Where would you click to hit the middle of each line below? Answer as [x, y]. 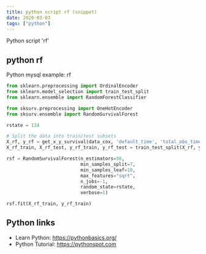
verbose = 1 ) [94, 193]
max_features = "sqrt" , [108, 176]
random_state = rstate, [108, 187]
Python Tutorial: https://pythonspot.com [66, 244]
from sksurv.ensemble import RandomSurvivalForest [72, 114]
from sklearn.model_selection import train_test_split [78, 92]
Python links [31, 223]
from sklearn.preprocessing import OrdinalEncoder [72, 86]
